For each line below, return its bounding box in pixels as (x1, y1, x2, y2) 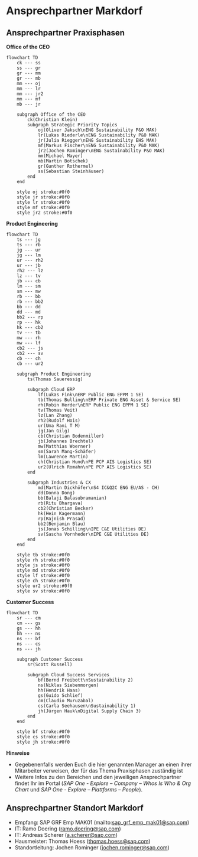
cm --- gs (17, 620, 41, 626)
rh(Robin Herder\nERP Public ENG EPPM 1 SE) (37, 402, 150, 408)
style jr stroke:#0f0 (17, 194, 70, 200)
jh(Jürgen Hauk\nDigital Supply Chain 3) (37, 708, 142, 714)
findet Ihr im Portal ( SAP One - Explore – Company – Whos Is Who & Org (14, 780, 191, 787)
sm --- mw (17, 288, 41, 294)
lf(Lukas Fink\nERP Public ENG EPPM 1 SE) (37, 392, 144, 397)
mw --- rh (17, 335, 41, 341)
